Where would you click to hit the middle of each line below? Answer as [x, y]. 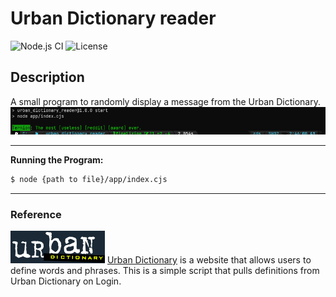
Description [47, 77]
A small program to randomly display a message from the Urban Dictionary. [165, 101]
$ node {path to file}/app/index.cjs [89, 179]
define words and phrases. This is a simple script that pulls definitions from [165, 270]
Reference [36, 214]
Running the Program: [57, 159]
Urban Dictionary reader [113, 18]
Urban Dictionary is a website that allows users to [209, 259]
